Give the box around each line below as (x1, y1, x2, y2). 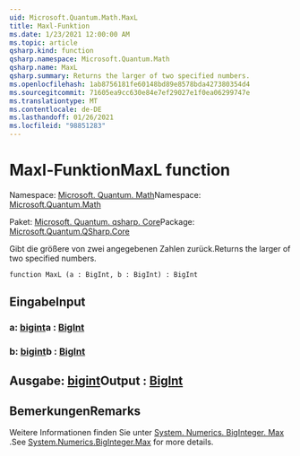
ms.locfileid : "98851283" (9, 122, 106, 131)
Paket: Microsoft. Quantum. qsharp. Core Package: (9, 216, 195, 227)
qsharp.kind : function (9, 47, 94, 56)
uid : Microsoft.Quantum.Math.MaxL (9, 13, 139, 22)
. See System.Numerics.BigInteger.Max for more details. (9, 436, 214, 448)
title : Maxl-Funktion (9, 22, 90, 30)
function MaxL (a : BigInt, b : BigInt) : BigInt (9, 270, 199, 279)
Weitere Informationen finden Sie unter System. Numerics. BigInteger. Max (9, 427, 285, 438)
